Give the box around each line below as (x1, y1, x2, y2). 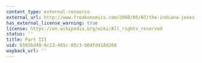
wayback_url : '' (6, 48, 47, 54)
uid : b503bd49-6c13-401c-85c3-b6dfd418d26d (6, 43, 117, 49)
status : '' (6, 31, 34, 37)
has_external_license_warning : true (6, 20, 98, 26)
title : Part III (6, 37, 47, 43)
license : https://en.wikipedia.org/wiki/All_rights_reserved (6, 25, 163, 32)
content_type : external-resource (6, 8, 90, 15)
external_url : (6, 14, 42, 20)
